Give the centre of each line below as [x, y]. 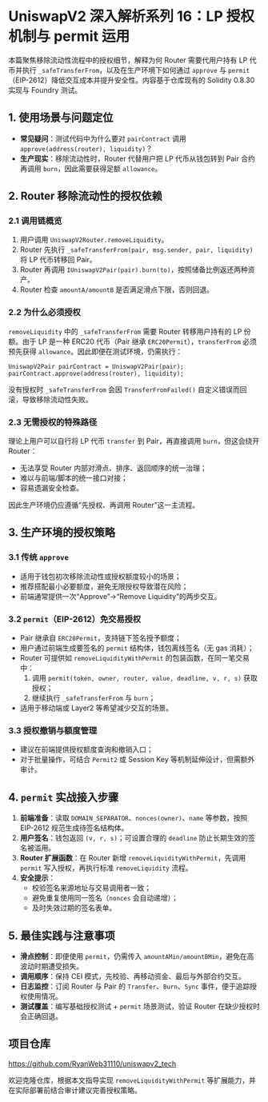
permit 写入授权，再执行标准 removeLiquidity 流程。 [106, 868]
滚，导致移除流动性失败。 [50, 399]
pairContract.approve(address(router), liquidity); [96, 373]
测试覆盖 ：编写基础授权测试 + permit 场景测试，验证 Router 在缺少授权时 [140, 1006]
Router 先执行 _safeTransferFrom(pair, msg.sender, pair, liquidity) [136, 250]
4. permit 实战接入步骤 [64, 797]
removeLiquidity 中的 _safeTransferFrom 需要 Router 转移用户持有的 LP [125, 331]
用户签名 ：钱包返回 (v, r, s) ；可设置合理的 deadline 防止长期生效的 [134, 838]
